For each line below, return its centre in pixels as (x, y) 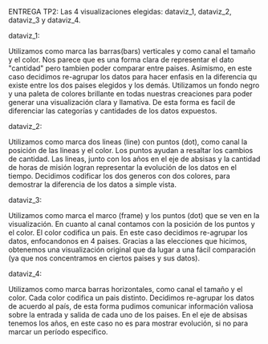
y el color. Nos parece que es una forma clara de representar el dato (121, 60)
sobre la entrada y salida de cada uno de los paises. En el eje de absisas (128, 315)
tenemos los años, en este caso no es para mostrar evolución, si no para (128, 323)
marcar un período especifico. (58, 332)
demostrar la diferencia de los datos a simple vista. (92, 184)
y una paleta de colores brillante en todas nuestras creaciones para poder (130, 94)
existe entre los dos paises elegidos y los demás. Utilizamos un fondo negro (134, 85)
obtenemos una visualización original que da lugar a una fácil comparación (132, 249)
